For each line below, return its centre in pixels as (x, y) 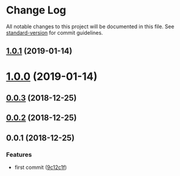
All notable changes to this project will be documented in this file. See (90, 26)
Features (19, 154)
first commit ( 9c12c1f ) (41, 167)
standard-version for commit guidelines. (55, 32)
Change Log (36, 10)
